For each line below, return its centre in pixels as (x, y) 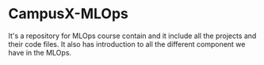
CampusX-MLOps (68, 14)
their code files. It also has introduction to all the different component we (127, 44)
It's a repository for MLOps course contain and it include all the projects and (132, 36)
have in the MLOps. (40, 52)
